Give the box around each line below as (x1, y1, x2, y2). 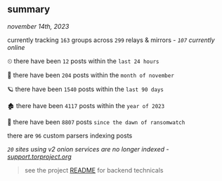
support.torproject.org (7, 152, 72, 161)
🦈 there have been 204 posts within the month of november (7, 71, 174, 79)
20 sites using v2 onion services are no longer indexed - (7, 145, 169, 153)
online (7, 43, 25, 51)
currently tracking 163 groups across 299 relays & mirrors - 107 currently (7, 36, 216, 44)
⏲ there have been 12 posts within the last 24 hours (7, 57, 159, 65)
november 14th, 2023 (7, 22, 70, 30)
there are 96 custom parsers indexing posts (7, 131, 133, 140)
